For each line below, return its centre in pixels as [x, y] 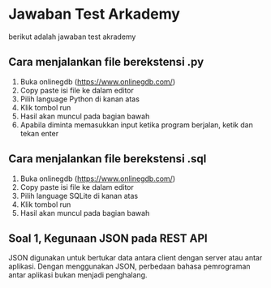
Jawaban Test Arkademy [95, 14]
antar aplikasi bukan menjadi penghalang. [78, 275]
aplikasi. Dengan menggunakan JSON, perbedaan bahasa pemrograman [129, 267]
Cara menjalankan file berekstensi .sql [108, 159]
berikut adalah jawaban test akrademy [72, 37]
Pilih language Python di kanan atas [80, 99]
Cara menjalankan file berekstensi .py [106, 62]
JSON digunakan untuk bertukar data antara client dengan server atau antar [135, 258]
